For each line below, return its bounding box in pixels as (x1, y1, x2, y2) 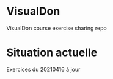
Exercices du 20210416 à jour (6, 66, 81, 73)
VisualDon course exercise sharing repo (6, 24, 107, 32)
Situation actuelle (6, 46, 98, 60)
